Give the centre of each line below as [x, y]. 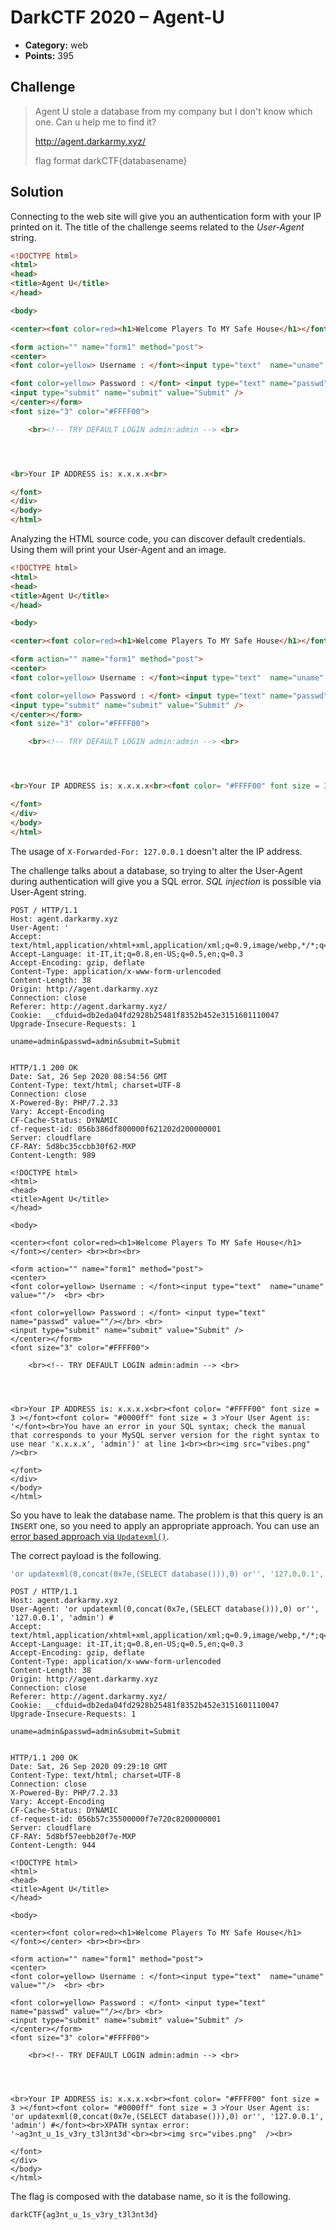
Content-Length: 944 [53, 1846]
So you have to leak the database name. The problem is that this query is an [167, 1515]
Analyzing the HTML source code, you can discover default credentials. [158, 539]
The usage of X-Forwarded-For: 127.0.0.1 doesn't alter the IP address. [156, 851]
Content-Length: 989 [53, 1155]
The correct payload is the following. [86, 1555]
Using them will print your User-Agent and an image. [118, 550]
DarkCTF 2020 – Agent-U [117, 17]
